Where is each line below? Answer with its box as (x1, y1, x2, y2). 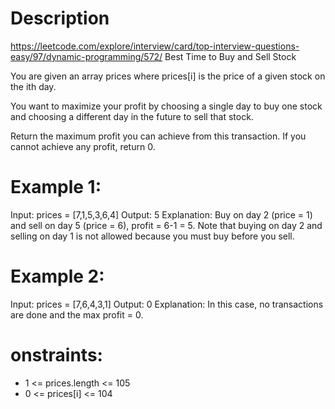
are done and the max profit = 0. (10, 308, 144, 321)
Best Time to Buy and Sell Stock (164, 50, 297, 62)
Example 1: (10, 176, 102, 199)
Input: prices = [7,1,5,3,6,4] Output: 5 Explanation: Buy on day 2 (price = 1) (10, 208, 313, 221)
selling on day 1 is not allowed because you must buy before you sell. (10, 230, 295, 242)
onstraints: (10, 344, 103, 366)
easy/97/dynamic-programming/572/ (10, 50, 163, 62)
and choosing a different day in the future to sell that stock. (10, 110, 254, 122)
